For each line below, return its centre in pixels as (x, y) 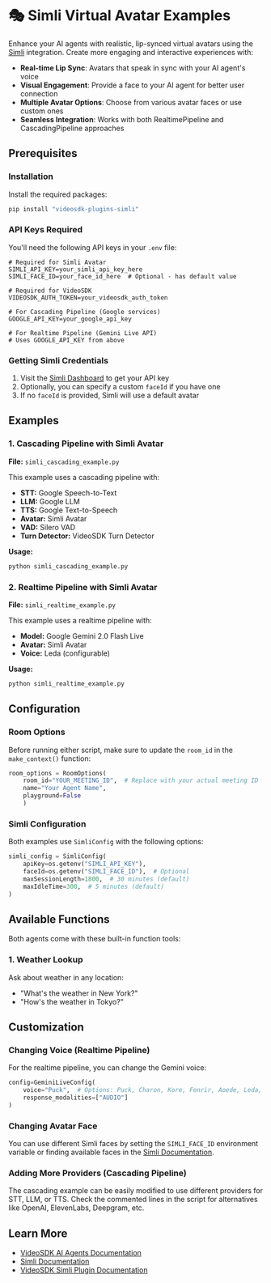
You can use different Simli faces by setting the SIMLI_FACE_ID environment (133, 1144)
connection (39, 93)
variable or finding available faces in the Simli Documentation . (111, 1152)
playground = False (52, 796)
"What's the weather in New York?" (79, 993)
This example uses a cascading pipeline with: (84, 477)
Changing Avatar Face (53, 1126)
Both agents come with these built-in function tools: (95, 939)
